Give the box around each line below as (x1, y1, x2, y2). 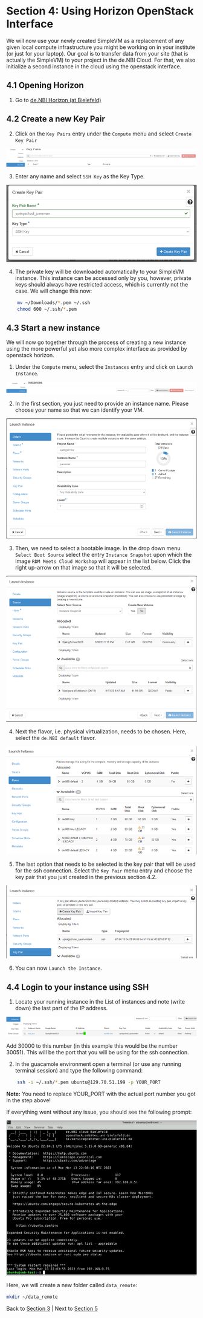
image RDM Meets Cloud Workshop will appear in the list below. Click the (14, 557, 191, 565)
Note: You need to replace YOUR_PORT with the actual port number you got (6, 1090, 196, 1097)
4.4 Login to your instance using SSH (6, 982, 149, 992)
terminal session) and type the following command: (14, 1066, 143, 1074)
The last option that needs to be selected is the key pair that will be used (14, 860, 196, 868)
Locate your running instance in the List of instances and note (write (14, 998, 185, 1005)
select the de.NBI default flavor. (14, 735, 97, 742)
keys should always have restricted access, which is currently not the (14, 281, 188, 288)
